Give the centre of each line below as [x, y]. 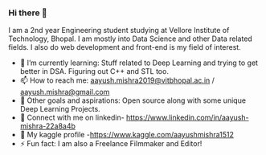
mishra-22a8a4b [48, 126]
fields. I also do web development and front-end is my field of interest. [125, 47]
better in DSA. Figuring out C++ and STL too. [94, 71]
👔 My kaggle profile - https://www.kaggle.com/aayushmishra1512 [127, 135]
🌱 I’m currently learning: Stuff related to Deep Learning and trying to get [139, 63]
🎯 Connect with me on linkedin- [72, 118]
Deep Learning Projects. [60, 109]
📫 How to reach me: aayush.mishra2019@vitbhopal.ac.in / [117, 80]
